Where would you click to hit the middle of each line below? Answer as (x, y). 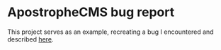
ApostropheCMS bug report (91, 12)
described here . (30, 39)
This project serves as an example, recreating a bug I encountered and (110, 32)
